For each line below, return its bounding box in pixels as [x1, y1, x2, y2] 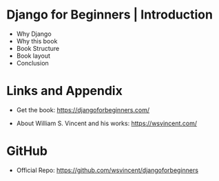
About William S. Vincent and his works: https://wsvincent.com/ [16, 119, 198, 127]
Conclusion [16, 58, 49, 67]
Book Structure [16, 44, 60, 52]
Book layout [16, 52, 51, 60]
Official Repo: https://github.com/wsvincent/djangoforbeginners [16, 166, 199, 174]
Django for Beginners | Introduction [6, 7, 213, 23]
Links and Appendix [6, 83, 123, 99]
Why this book [16, 36, 58, 45]
